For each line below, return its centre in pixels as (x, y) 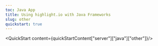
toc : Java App (20, 10)
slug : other (18, 19)
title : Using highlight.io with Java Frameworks (58, 15)
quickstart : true (24, 24)
